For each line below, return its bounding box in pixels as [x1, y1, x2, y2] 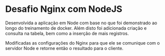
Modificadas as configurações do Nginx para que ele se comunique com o [5, 40, 160, 46]
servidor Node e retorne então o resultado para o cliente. [5, 45, 124, 51]
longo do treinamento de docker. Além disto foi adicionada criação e [5, 25, 147, 31]
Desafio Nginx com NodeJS [5, 3, 122, 15]
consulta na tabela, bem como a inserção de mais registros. [5, 30, 129, 36]
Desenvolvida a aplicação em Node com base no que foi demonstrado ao [5, 20, 157, 26]
